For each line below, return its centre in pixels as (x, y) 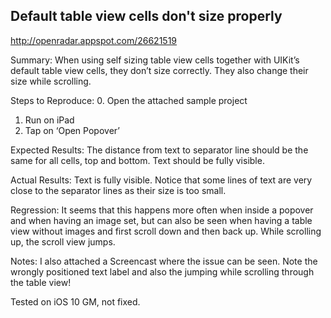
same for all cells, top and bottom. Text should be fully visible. (137, 160)
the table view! (41, 282)
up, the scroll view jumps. (63, 241)
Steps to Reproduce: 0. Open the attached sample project (129, 100)
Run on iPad (49, 120)
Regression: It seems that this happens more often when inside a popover (162, 210)
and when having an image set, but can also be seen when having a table (161, 220)
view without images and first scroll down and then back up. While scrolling (166, 231)
